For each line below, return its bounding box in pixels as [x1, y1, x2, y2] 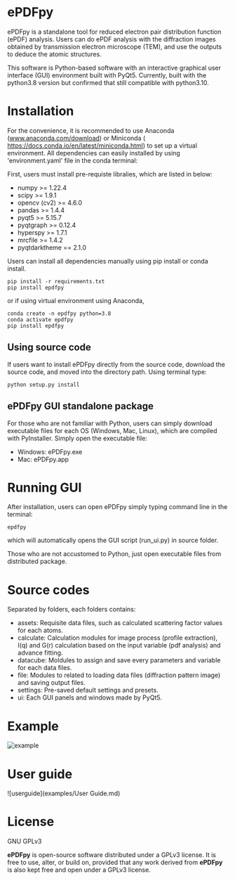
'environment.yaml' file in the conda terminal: [7, 156, 138, 165]
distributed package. [7, 557, 67, 566]
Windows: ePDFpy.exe [17, 447, 83, 456]
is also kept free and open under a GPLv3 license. [7, 866, 151, 874]
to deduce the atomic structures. [7, 50, 102, 58]
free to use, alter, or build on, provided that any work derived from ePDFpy [7, 859, 223, 867]
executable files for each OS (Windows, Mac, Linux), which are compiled [7, 426, 217, 435]
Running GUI [7, 480, 82, 496]
